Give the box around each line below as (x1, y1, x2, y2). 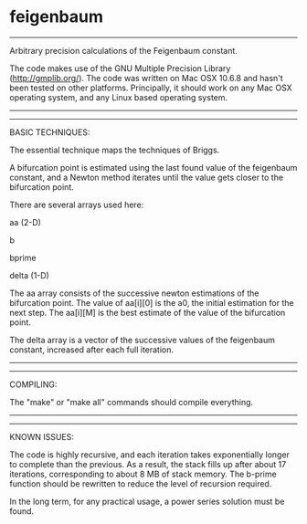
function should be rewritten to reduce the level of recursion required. (9, 477, 272, 489)
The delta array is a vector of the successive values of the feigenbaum (9, 334, 276, 345)
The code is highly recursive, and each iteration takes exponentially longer (9, 449, 291, 460)
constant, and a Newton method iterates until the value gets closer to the (9, 172, 284, 183)
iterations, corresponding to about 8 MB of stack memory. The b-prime (9, 468, 277, 479)
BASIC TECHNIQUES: (9, 126, 90, 138)
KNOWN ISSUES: (9, 431, 75, 442)
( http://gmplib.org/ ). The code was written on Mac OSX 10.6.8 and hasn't (9, 72, 283, 83)
